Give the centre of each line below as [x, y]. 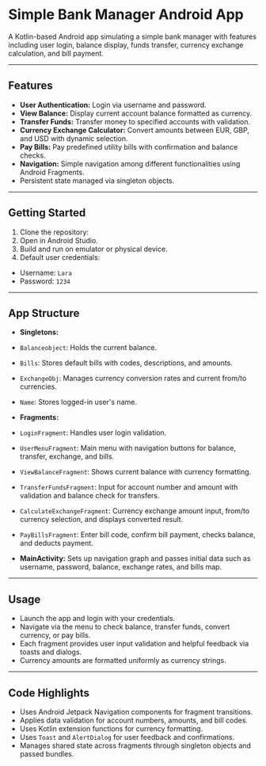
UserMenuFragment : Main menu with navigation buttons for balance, [127, 448]
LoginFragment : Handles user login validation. [93, 433]
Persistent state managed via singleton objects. [97, 181]
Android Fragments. [52, 172]
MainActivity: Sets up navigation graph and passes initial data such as [135, 558]
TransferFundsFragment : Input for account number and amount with [129, 487]
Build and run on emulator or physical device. [93, 249]
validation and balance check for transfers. [89, 496]
